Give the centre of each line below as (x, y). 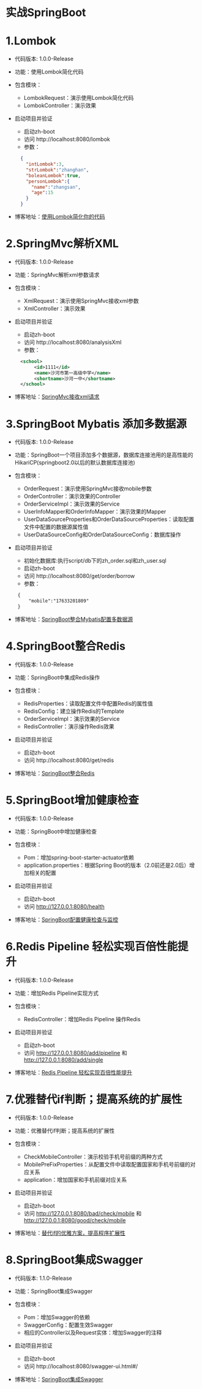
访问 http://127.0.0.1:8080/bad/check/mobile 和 (83, 1213)
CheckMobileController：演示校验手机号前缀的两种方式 (93, 1157)
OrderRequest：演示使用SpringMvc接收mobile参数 (88, 489)
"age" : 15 (42, 193)
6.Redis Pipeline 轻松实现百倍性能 (92, 946)
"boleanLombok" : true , (53, 175)
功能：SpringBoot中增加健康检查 (56, 831)
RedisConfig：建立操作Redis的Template (74, 711)
